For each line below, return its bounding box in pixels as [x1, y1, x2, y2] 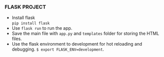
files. [11, 36, 22, 42]
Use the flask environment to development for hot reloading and [11, 41, 143, 47]
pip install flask [11, 21, 50, 26]
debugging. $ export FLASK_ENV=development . [11, 46, 104, 53]
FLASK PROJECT [4, 3, 46, 10]
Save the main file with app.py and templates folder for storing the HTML [11, 31, 160, 37]
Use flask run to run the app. [11, 25, 73, 31]
